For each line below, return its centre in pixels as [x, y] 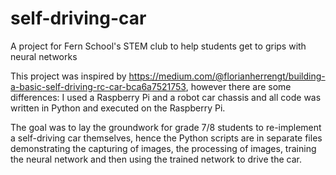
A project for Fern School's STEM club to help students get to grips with [158, 46]
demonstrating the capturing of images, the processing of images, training [163, 148]
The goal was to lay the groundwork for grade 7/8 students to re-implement [166, 127]
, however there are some [238, 86]
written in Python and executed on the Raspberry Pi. [118, 108]
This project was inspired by [68, 76]
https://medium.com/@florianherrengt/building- [227, 76]
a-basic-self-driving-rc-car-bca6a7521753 [98, 86]
